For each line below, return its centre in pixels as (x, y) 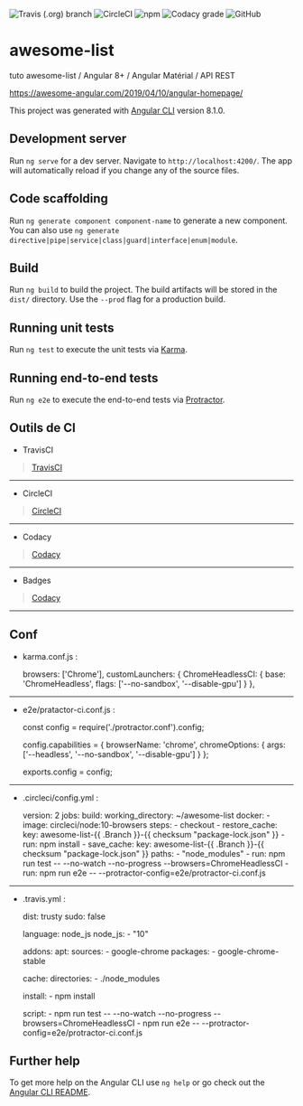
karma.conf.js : (50, 656)
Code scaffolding (59, 199)
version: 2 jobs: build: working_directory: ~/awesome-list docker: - (146, 815)
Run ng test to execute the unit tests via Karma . (98, 350)
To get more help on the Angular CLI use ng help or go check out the (137, 1083)
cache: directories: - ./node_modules (91, 978)
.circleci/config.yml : (60, 797)
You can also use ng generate (64, 230)
